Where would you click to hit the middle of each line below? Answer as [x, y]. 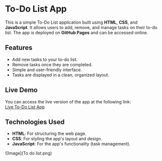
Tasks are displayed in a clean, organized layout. [61, 75]
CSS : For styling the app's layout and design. [57, 139]
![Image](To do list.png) [29, 153]
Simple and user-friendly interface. [47, 70]
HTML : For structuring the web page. [49, 133]
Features [19, 48]
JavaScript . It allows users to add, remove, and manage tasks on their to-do [81, 27]
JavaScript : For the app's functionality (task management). [71, 144]
